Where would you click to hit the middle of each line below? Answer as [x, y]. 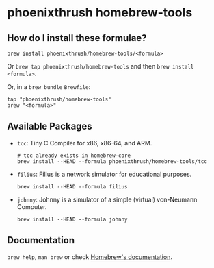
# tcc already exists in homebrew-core [74, 156]
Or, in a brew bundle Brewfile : [49, 87]
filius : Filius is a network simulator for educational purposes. [104, 174]
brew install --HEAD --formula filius [72, 186]
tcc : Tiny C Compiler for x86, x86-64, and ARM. [84, 143]
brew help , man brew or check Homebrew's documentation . [90, 257]
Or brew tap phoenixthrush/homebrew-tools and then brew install [101, 66]
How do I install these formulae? [77, 38]
